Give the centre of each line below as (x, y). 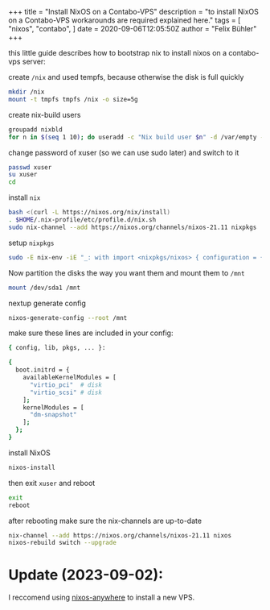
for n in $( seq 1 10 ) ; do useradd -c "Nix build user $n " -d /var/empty (133, 137)
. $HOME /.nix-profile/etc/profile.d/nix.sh (82, 220)
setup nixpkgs (31, 243)
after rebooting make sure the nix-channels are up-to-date (105, 521)
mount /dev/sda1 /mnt (45, 288)
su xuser (23, 175)
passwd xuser (30, 167)
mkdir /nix (27, 92)
